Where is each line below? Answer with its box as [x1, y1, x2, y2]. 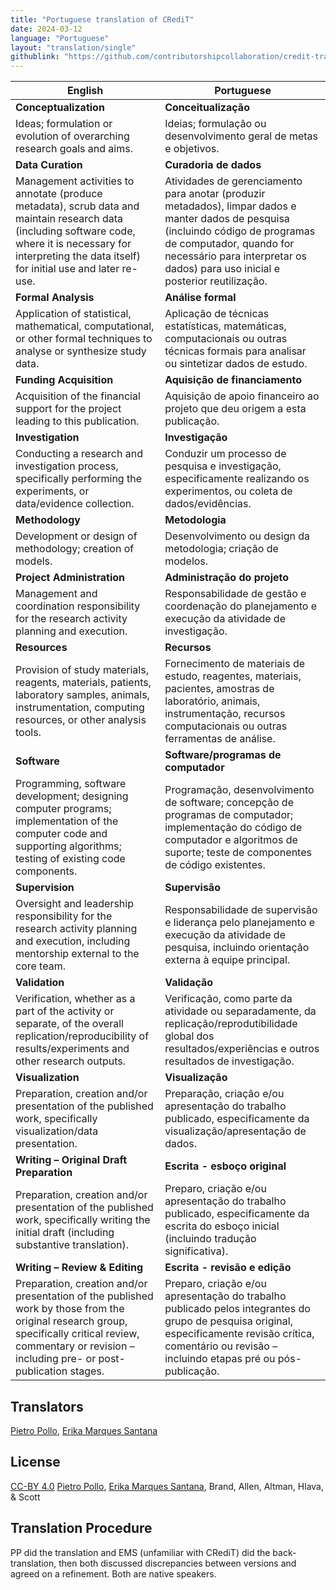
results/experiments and [15, 1042, 130, 1056]
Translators [10, 1398, 84, 1415]
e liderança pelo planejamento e [164, 916, 315, 930]
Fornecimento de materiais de [164, 657, 306, 671]
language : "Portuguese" [10, 33, 110, 43]
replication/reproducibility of [15, 1029, 150, 1043]
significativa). [164, 1244, 229, 1258]
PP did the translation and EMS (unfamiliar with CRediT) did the [10, 1546, 271, 1558]
